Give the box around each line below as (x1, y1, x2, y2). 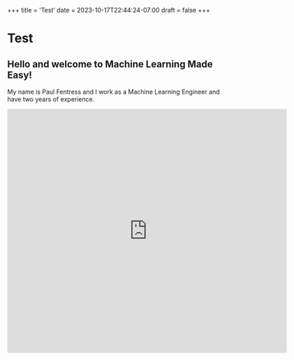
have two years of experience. (7, 95, 95, 103)
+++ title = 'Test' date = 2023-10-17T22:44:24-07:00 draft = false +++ (7, 6, 211, 14)
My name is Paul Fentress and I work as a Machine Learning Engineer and (7, 87, 220, 96)
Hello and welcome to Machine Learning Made (7, 58, 213, 70)
